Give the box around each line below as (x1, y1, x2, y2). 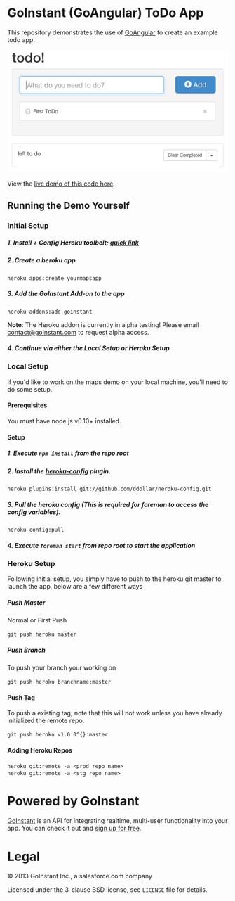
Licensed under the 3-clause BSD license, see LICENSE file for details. (7, 885, 208, 894)
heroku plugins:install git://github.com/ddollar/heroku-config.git (7, 485, 212, 492)
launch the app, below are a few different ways (7, 582, 143, 591)
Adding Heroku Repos (7, 746, 72, 755)
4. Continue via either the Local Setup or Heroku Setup (7, 344, 170, 352)
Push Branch (7, 646, 46, 654)
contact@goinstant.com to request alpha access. (7, 328, 149, 336)
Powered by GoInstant (7, 793, 140, 809)
